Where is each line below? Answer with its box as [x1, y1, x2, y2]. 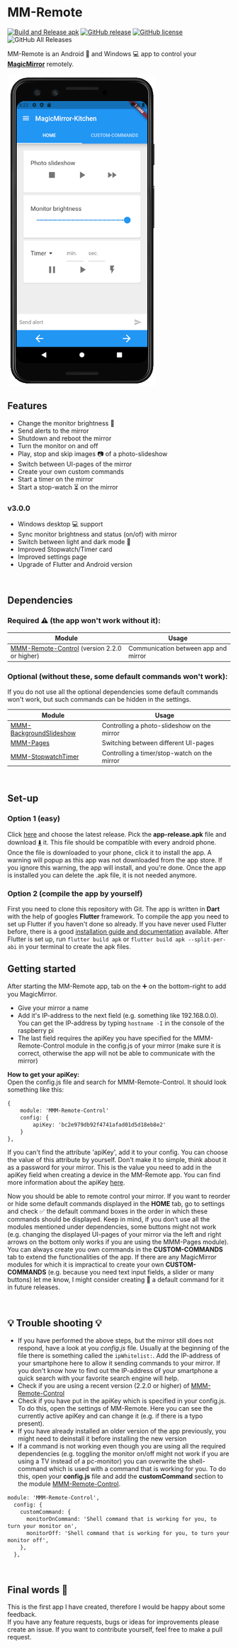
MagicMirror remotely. [7, 60, 74, 68]
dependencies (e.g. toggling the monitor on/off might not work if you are [17, 1449, 229, 1458]
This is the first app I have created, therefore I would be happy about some [7, 1603, 225, 1611]
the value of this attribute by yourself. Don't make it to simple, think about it [7, 1155, 227, 1164]
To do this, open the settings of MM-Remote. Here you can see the [17, 1404, 213, 1412]
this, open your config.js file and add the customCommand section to [17, 1472, 224, 1480]
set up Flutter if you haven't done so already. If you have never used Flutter [7, 920, 227, 928]
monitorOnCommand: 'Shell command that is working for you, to [25, 1515, 217, 1522]
